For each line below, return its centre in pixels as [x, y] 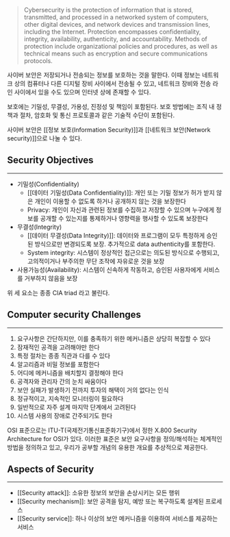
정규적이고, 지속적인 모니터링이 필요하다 [70, 398]
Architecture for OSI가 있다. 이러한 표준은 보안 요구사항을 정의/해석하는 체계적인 [115, 438]
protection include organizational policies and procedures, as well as [120, 46]
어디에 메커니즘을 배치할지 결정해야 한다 [70, 373]
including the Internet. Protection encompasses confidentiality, [112, 32]
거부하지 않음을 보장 [51, 278]
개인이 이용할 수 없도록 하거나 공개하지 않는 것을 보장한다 [110, 201]
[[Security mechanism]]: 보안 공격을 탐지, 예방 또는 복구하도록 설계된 [110, 501]
